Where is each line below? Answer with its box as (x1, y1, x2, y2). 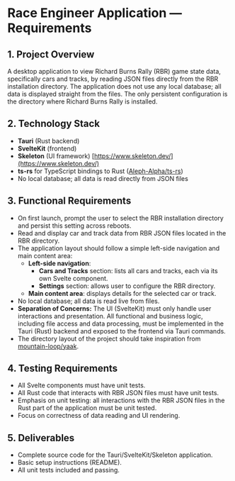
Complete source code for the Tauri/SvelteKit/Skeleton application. (17, 450, 214, 459)
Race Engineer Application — (7, 5, 183, 21)
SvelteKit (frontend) (17, 144, 77, 153)
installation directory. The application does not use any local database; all (7, 82, 222, 90)
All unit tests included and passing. (17, 466, 120, 475)
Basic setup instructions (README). (17, 458, 122, 467)
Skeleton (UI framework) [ (17, 151, 95, 160)
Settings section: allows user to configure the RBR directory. (38, 282, 216, 290)
